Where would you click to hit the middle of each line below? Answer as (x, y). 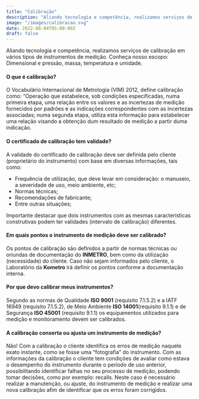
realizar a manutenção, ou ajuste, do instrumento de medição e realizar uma (99, 384)
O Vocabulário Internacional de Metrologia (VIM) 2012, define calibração (95, 90)
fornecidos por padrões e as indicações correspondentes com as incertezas (99, 109)
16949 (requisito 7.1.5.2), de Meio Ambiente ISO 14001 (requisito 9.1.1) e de (96, 307)
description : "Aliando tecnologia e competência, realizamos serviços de (99, 17)
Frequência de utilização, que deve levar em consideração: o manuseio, (103, 178)
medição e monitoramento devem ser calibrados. (66, 319)
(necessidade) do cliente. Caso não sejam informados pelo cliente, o (90, 261)
